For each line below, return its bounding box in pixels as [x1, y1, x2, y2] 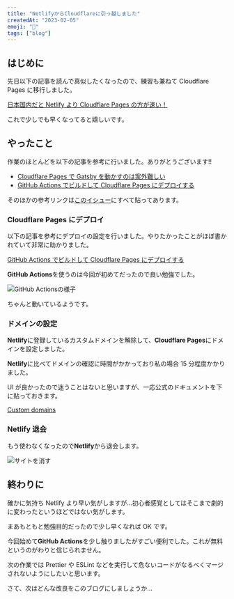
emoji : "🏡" [7, 23, 39, 30]
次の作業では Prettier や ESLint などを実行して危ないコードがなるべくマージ [7, 560, 224, 568]
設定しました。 [25, 345, 68, 353]
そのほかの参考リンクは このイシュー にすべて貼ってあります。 [7, 196, 183, 204]
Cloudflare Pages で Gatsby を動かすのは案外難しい [17, 172, 166, 180]
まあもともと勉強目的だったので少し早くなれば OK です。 [7, 522, 172, 530]
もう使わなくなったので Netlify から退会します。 [7, 442, 143, 450]
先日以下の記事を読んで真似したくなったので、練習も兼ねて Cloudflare [7, 77, 210, 86]
